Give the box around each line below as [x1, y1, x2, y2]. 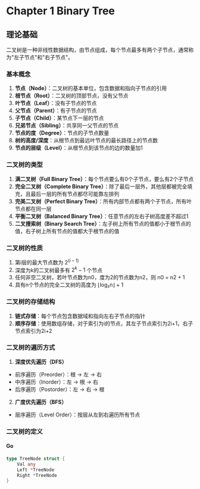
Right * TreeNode [17, 472, 58, 478]
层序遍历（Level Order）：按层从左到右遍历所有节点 [14, 411, 140, 418]
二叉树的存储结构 [6, 298, 55, 306]
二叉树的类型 [6, 161, 43, 169]
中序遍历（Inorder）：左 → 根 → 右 [14, 378, 98, 385]
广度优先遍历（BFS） [14, 398, 67, 406]
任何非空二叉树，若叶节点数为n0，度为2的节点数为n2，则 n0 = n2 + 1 [14, 274, 186, 281]
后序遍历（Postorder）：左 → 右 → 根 [14, 385, 105, 393]
